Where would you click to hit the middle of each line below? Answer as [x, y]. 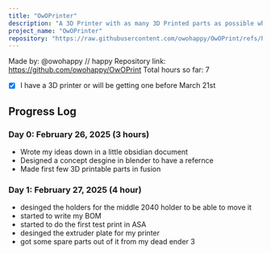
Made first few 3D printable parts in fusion [90, 169]
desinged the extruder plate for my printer [90, 233]
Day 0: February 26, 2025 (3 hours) [79, 134]
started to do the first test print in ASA [83, 225]
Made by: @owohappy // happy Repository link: [87, 61]
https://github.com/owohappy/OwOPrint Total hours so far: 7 [109, 70]
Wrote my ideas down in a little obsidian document [104, 152]
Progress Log [42, 111]
